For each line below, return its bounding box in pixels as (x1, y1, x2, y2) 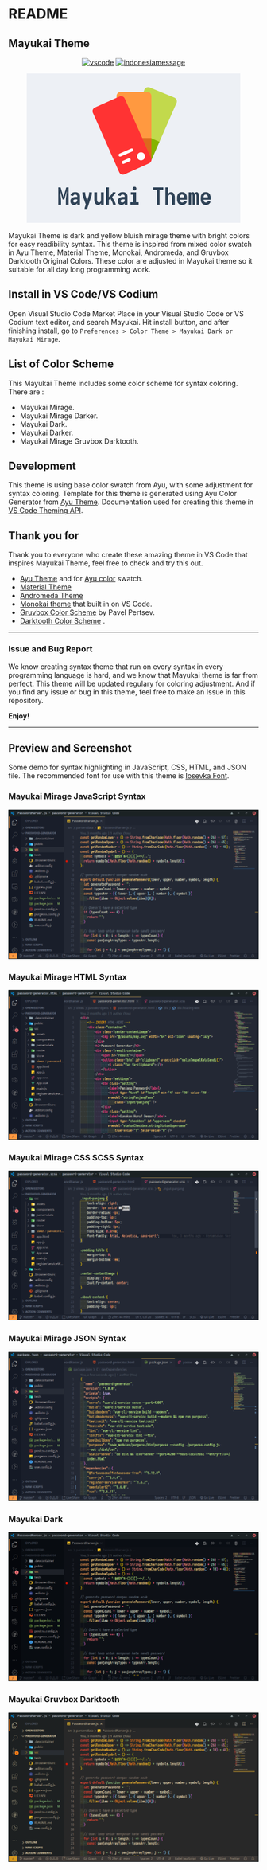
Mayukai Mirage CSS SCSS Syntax (8, 1152, 145, 1163)
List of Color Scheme (8, 358, 114, 371)
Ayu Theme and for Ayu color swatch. (19, 574, 144, 584)
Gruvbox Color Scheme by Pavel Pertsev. (19, 608, 155, 617)
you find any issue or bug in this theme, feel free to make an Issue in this (8, 687, 246, 697)
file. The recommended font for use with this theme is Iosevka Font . (8, 771, 230, 780)
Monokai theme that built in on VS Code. (19, 599, 153, 609)
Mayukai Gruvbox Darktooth (8, 1694, 120, 1705)
